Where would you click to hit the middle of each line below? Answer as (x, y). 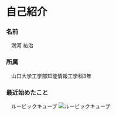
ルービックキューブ (34, 106)
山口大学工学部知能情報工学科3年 (51, 76)
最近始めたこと (27, 92)
